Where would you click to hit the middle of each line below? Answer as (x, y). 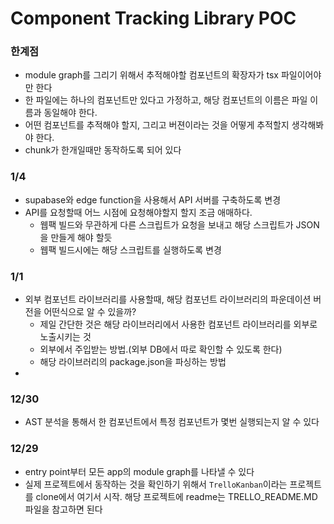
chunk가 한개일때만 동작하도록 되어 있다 (103, 150)
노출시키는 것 (65, 337)
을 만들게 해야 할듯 (76, 237)
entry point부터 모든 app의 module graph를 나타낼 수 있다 (139, 471)
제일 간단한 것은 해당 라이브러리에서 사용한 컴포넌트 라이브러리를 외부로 (178, 324)
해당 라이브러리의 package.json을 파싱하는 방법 (133, 362)
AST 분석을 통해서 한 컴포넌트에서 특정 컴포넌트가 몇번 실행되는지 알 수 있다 (172, 422)
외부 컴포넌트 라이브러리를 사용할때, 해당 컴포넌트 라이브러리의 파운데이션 (168, 299)
